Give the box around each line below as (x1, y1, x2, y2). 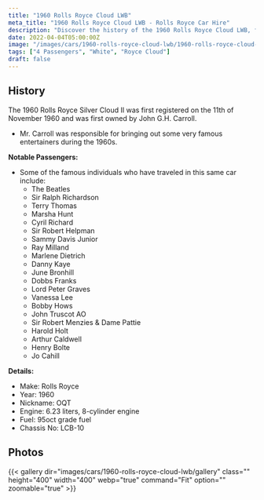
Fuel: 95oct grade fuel (19, 414, 92, 424)
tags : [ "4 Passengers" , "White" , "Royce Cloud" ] (8, 48, 170, 56)
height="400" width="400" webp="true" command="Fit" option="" (8, 475, 226, 484)
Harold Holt (31, 326, 69, 335)
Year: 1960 (19, 389, 55, 399)
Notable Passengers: (8, 152, 79, 162)
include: (19, 176, 46, 185)
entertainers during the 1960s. (19, 137, 118, 146)
